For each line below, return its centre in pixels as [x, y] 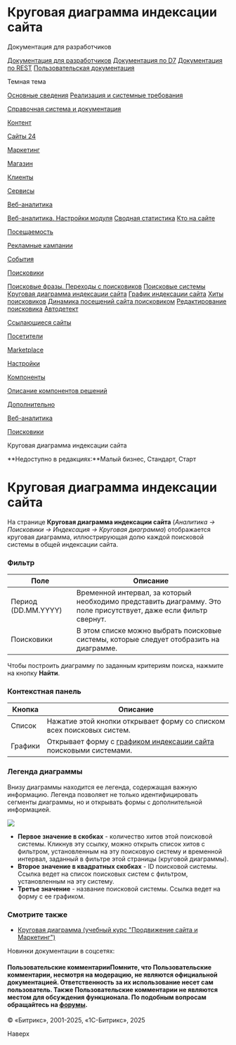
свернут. [91, 619]
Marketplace [26, 350]
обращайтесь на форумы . [47, 1004]
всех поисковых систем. [89, 730]
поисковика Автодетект [43, 309]
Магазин [20, 163]
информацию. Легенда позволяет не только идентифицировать [103, 794]
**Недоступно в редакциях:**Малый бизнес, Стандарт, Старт [102, 459]
